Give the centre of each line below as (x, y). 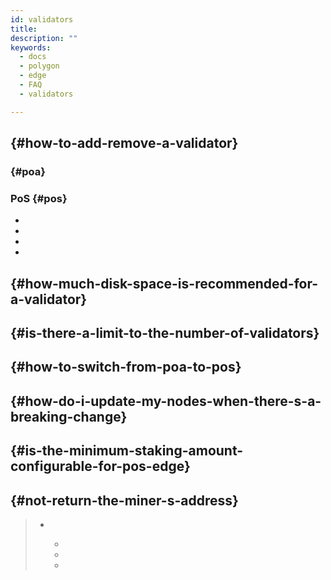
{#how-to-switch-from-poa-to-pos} (126, 367)
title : (24, 29)
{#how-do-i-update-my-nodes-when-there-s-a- (166, 401)
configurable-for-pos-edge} (100, 466)
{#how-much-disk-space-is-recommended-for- (164, 283)
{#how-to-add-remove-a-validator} (124, 143)
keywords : (31, 47)
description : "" (44, 38)
